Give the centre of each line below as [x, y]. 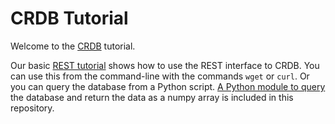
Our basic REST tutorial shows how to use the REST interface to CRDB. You [165, 65]
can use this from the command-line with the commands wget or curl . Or [160, 76]
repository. [32, 108]
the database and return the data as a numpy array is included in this [152, 97]
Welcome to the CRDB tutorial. [73, 46]
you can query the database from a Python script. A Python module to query [168, 86]
